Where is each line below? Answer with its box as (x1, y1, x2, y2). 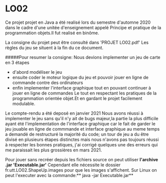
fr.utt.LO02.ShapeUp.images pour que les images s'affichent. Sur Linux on (5, 167, 157, 173)
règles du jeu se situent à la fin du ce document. (5, 45, 104, 50)
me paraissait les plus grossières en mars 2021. (5, 147, 103, 153)
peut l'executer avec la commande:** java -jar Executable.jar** (5, 172, 134, 178)
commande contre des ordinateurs (12, 80, 83, 86)
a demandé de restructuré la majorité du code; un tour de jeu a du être (5, 131, 149, 137)
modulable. (12, 100, 36, 106)
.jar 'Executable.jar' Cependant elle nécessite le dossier (5, 162, 121, 168)
